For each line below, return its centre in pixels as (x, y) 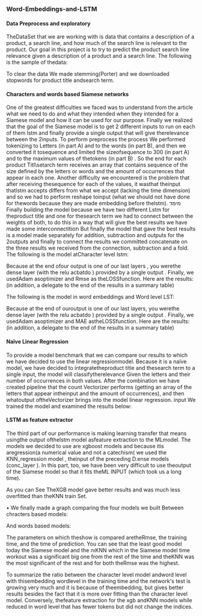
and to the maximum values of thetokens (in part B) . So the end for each (96, 159)
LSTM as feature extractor (40, 420)
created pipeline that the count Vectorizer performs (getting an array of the (99, 387)
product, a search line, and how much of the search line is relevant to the (97, 43)
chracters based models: (37, 514)
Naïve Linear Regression (38, 341)
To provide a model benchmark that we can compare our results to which (97, 355)
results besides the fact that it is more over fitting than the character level (97, 594)
